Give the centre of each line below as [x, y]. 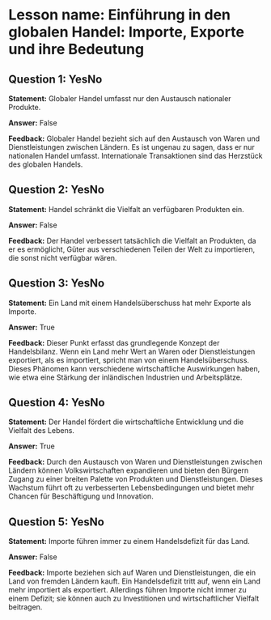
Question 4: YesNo [57, 403]
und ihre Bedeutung [76, 49]
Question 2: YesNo [57, 190]
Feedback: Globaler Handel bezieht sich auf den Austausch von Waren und [134, 138]
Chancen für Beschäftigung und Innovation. [81, 496]
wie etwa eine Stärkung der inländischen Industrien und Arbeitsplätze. [125, 377]
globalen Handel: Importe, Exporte [127, 32]
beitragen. [25, 607]
